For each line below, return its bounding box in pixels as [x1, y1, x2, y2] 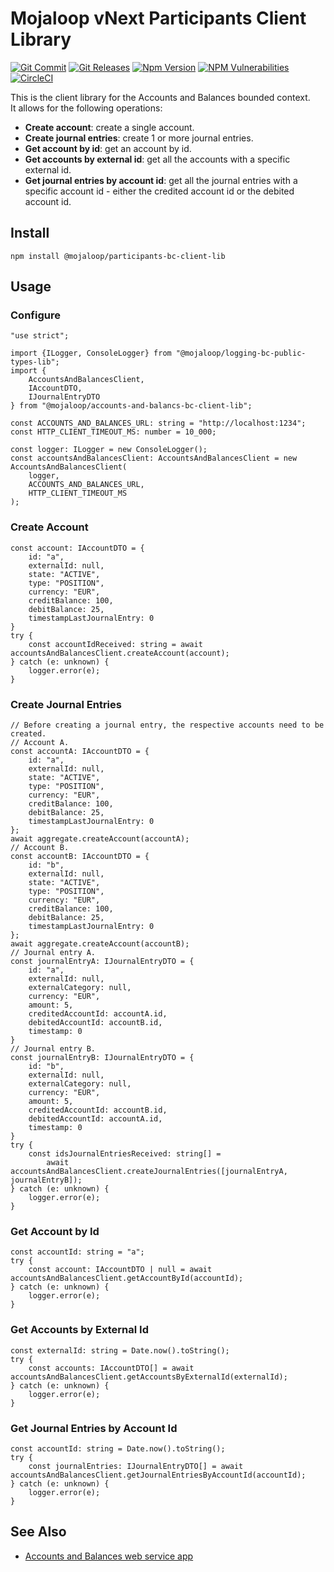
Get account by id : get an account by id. [24, 142, 192, 154]
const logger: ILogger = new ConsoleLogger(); [10, 445, 208, 455]
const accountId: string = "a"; [10, 1247, 145, 1257]
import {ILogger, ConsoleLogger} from [10, 348, 172, 359]
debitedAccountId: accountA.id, [28, 1114, 163, 1124]
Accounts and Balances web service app [24, 1550, 194, 1562]
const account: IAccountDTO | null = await [28, 1265, 213, 1275]
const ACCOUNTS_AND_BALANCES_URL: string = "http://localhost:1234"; [10, 418, 307, 429]
